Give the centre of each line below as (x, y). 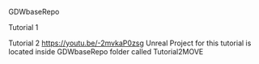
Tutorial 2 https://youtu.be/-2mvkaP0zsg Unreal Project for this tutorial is (130, 43)
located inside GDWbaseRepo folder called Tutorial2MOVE (106, 51)
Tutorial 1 (23, 27)
